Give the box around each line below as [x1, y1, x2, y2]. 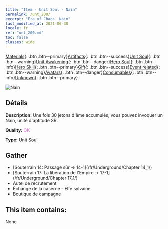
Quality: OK [5, 127, 30, 133]
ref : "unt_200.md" [5, 30, 44, 35]
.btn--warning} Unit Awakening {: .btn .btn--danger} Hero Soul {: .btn [5, 58, 143, 65]
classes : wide [5, 40, 35, 45]
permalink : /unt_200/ [5, 12, 51, 17]
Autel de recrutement [12, 180, 57, 186]
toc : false [5, 35, 28, 40]
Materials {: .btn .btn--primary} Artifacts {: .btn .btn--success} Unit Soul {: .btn [5, 53, 161, 59]
